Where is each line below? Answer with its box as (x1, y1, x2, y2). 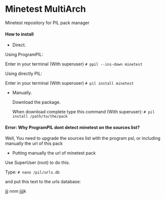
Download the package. (12, 99, 61, 105)
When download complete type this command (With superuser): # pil (12, 109, 155, 115)
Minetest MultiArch (5, 3, 86, 15)
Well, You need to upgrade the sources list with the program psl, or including (5, 135, 161, 141)
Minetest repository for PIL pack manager (5, 20, 90, 26)
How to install (5, 31, 34, 37)
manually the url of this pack (5, 140, 63, 146)
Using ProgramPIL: (5, 52, 43, 58)
